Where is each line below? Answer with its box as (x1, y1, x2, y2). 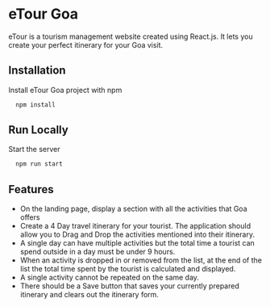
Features (8, 183, 54, 196)
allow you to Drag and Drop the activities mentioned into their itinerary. (19, 229, 255, 239)
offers (19, 212, 40, 222)
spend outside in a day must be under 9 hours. (19, 247, 176, 257)
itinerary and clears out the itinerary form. (19, 290, 160, 300)
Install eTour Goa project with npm (8, 85, 123, 95)
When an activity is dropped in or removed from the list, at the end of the (19, 255, 262, 265)
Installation (8, 64, 66, 78)
